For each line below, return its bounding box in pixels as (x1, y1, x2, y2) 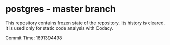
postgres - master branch (5, 3, 116, 15)
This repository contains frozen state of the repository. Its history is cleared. (5, 20, 165, 26)
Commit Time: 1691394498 (5, 35, 62, 41)
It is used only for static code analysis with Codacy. (5, 25, 113, 31)
